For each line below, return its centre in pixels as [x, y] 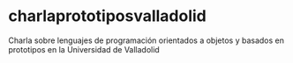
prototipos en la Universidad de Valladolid [84, 49]
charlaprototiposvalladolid [107, 16]
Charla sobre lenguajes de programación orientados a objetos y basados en [146, 40]
